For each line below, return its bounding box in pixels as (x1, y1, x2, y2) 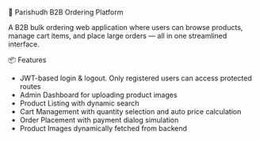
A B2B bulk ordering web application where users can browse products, (8, 23, 243, 32)
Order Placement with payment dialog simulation (19, 115, 179, 124)
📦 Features (8, 55, 47, 65)
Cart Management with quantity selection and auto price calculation (19, 107, 242, 116)
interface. (8, 39, 40, 49)
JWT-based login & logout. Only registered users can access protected (19, 73, 252, 83)
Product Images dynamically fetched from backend (19, 124, 188, 133)
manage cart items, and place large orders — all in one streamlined (8, 32, 227, 40)
